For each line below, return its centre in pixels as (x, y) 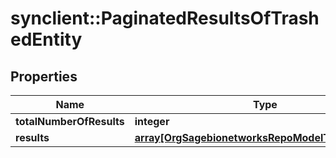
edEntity (46, 39)
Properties (44, 76)
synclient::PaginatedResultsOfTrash (165, 18)
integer (152, 121)
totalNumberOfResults (70, 121)
